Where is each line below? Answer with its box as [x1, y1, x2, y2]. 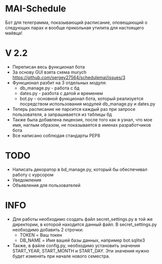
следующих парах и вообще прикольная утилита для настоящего [5, 24, 144, 30]
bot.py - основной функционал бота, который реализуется [19, 95, 144, 101]
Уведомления [12, 177, 42, 183]
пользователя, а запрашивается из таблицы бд [12, 111, 112, 117]
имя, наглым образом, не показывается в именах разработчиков [12, 122, 151, 128]
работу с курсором [12, 172, 54, 177]
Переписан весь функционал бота [12, 64, 85, 70]
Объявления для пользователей [12, 182, 81, 188]
